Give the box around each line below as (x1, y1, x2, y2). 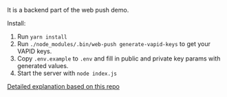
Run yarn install (17, 32, 67, 41)
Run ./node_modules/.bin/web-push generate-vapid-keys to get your (17, 40, 211, 47)
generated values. (17, 62, 69, 69)
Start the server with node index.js (17, 69, 117, 77)
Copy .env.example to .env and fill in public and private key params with (17, 54, 221, 63)
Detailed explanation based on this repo (7, 83, 120, 90)
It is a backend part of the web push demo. (7, 6, 129, 14)
